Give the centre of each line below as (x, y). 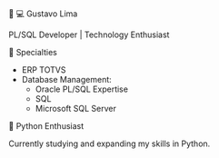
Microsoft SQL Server (76, 109)
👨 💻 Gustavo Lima (43, 14)
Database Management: (67, 79)
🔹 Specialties (33, 52)
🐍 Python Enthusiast (46, 126)
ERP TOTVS (44, 70)
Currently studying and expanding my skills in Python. (109, 143)
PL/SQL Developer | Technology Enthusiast (89, 35)
